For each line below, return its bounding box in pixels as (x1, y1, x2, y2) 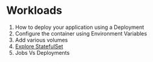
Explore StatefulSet (15, 43, 63, 50)
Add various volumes (15, 36, 68, 43)
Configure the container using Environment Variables (15, 29, 147, 37)
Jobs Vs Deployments (15, 49, 70, 56)
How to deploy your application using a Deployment (15, 23, 145, 31)
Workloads (6, 4, 62, 17)
